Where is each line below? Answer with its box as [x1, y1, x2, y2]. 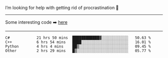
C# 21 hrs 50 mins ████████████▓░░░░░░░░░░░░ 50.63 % [5, 35, 151, 40]
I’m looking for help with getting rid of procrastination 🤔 [5, 5, 119, 10]
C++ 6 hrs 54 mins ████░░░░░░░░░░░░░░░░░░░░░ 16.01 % [5, 40, 151, 45]
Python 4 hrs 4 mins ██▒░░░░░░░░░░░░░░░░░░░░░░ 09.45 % [5, 44, 151, 49]
